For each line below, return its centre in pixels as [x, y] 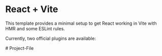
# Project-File [20, 48]
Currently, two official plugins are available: [51, 38]
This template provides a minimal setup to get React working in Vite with [81, 23]
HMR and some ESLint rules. [35, 28]
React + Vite [32, 9]
